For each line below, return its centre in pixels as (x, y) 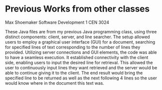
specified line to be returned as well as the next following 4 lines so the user (81, 78)
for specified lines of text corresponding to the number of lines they (73, 47)
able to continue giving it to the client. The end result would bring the (74, 73)
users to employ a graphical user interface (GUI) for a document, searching (80, 42)
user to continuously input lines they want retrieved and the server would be (81, 67)
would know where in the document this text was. (55, 83)
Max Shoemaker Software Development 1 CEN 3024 (57, 22)
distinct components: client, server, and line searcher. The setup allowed (78, 37)
